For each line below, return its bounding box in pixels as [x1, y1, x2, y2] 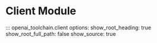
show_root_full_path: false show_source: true [5, 30, 117, 37]
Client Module [5, 4, 77, 18]
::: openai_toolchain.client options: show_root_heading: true [5, 24, 152, 31]
